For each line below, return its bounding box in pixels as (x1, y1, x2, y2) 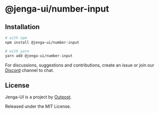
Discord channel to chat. (5, 67, 54, 73)
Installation (5, 23, 40, 31)
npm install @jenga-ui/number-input (5, 40, 79, 45)
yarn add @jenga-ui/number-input (5, 53, 73, 58)
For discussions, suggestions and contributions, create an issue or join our (5, 62, 155, 68)
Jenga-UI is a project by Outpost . (5, 94, 72, 100)
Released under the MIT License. (5, 103, 71, 110)
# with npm (5, 35, 27, 40)
